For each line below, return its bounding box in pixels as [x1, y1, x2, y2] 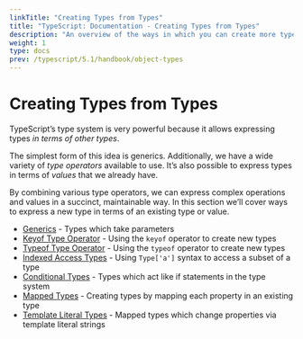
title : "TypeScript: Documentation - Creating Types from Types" [9, 22, 260, 31]
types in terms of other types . [9, 132, 120, 144]
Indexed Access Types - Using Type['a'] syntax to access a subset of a [22, 252, 291, 263]
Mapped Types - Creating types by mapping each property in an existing [22, 290, 294, 301]
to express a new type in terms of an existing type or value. [9, 206, 230, 217]
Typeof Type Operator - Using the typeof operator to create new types [22, 242, 286, 253]
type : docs [9, 47, 50, 56]
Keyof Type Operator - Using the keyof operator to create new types [22, 233, 277, 244]
